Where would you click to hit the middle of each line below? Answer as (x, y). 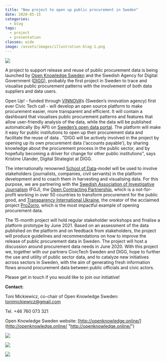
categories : (17, 19)
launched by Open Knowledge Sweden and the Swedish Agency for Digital (81, 75)
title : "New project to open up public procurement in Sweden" (72, 10)
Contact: (14, 287)
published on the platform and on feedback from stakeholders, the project (81, 231)
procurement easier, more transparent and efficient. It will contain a (74, 111)
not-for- (144, 189)
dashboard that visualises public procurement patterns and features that (79, 117)
